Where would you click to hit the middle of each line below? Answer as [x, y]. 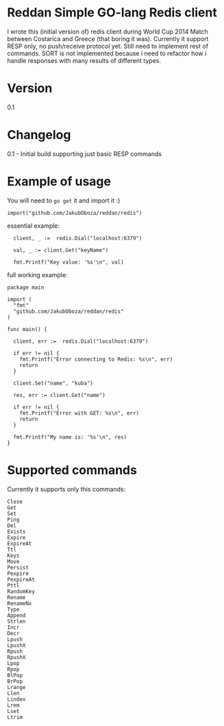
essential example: [34, 225]
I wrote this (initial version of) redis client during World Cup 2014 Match [108, 31]
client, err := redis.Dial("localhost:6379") [81, 341]
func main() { [27, 329]
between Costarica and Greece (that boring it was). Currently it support [108, 38]
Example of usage [59, 181]
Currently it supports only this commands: [66, 489]
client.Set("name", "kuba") [53, 383]
